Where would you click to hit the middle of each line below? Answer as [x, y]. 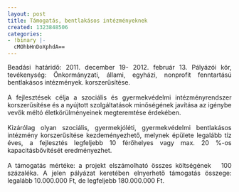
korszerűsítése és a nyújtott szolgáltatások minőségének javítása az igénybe [119, 105]
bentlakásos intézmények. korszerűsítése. [69, 82]
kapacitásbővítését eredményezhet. [60, 150]
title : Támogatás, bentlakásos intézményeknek [78, 21]
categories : [25, 34]
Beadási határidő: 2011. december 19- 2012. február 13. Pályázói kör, [119, 67]
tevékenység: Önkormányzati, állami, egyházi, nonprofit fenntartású [119, 75]
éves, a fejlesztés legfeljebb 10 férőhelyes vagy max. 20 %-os [119, 143]
